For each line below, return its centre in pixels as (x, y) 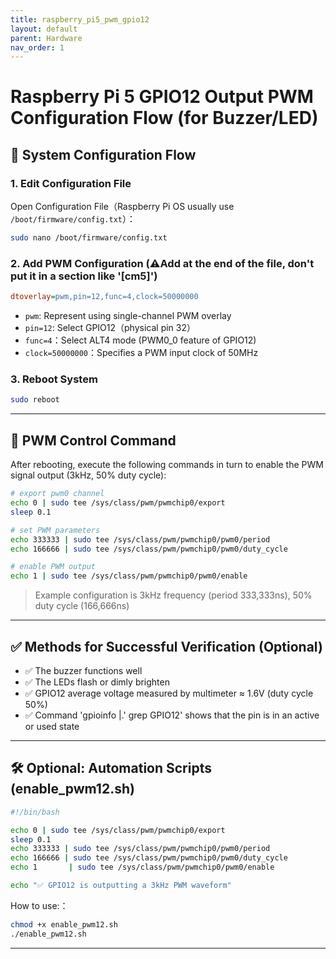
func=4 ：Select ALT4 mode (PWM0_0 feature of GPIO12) (140, 340)
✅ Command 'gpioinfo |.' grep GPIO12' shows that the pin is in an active (172, 715)
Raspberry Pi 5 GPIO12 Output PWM (162, 97)
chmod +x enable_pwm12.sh (64, 924)
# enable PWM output (53, 567)
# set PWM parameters (55, 530)
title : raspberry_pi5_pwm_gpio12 (80, 19)
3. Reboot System (54, 379)
